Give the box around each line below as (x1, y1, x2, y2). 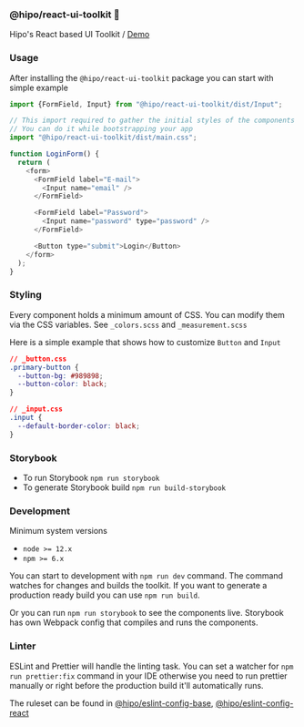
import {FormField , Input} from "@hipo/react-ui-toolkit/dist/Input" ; (9, 99, 283, 108)
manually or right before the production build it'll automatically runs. (9, 680, 264, 691)
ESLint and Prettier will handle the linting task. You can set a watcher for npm (9, 660, 294, 671)
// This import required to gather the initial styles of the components (9, 116, 296, 126)
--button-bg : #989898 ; (17, 371, 104, 381)
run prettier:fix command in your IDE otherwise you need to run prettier (9, 670, 289, 681)
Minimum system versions (9, 526, 107, 537)
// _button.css (9, 354, 67, 363)
